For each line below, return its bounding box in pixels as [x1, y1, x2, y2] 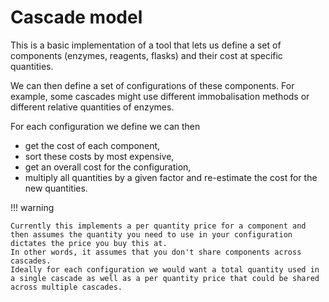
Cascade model [10, 6, 143, 29]
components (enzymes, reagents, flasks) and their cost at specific [10, 49, 283, 61]
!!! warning [10, 201, 55, 213]
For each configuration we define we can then [10, 120, 201, 132]
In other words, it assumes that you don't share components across [10, 247, 302, 257]
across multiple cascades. [10, 282, 123, 292]
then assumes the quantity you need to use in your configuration [10, 229, 293, 240]
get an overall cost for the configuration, [24, 161, 192, 173]
